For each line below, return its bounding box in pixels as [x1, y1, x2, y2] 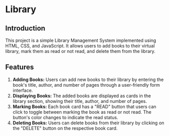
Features [5, 63, 34, 72]
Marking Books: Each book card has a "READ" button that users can [12, 103, 156, 110]
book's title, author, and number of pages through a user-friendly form [12, 81, 160, 88]
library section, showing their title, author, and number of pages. [12, 98, 147, 104]
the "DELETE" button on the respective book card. [12, 125, 118, 131]
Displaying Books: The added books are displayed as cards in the [12, 93, 151, 99]
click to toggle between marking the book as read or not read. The [12, 108, 152, 115]
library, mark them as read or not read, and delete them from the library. [5, 48, 156, 54]
